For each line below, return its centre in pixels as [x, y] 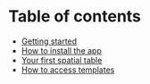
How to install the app [61, 50]
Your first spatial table [62, 60]
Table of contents [75, 17]
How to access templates [68, 70]
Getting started [49, 41]
